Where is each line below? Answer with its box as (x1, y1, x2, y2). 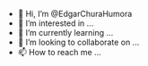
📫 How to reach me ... (17, 47, 101, 57)
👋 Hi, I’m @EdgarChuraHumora (17, 9, 133, 19)
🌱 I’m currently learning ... (17, 28, 114, 37)
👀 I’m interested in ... (17, 18, 94, 29)
